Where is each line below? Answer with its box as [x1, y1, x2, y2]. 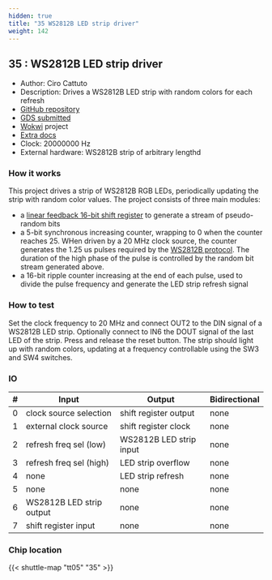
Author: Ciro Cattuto [19, 79, 87, 88]
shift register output [120, 407, 195, 419]
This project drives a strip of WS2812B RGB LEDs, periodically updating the [8, 186, 259, 195]
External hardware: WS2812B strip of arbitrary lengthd [19, 148, 202, 157]
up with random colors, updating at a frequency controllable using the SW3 [8, 344, 259, 354]
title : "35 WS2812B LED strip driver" [8, 19, 139, 28]
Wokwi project [19, 122, 69, 131]
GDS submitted [19, 113, 71, 122]
